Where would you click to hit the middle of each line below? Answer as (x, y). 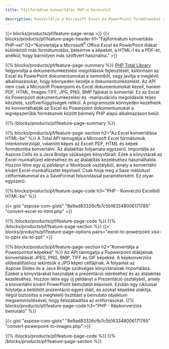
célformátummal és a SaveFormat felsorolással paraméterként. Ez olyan (80, 176)
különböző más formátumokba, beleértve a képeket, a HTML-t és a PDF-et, (83, 50)
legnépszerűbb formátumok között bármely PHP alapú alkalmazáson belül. (82, 113)
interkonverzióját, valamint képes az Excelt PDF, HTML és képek (72, 144)
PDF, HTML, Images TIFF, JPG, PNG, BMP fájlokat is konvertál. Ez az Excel (82, 92)
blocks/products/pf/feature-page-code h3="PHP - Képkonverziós (73, 306)
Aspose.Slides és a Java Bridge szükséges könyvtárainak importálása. (78, 268)
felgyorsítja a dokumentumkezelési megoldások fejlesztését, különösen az (82, 71)
